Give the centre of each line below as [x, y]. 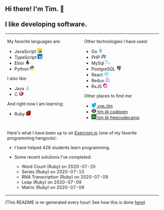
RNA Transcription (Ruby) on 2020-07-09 [65, 177]
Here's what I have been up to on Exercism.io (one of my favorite [72, 133]
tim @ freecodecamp [119, 117]
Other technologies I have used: [116, 41]
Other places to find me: [108, 95]
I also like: [17, 78]
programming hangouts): [32, 138]
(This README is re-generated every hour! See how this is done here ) [75, 202]
